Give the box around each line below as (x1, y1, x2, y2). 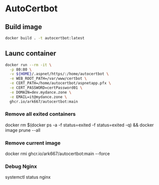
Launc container (5, 49, 57, 58)
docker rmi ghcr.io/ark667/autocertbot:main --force (5, 151, 110, 157)
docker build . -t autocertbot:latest (5, 36, 85, 40)
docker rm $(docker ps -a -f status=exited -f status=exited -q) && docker (5, 122, 154, 128)
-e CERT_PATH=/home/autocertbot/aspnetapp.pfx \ (9, 81, 111, 86)
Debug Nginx (5, 163, 37, 170)
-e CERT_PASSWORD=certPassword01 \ (9, 85, 83, 90)
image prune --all (5, 127, 41, 133)
